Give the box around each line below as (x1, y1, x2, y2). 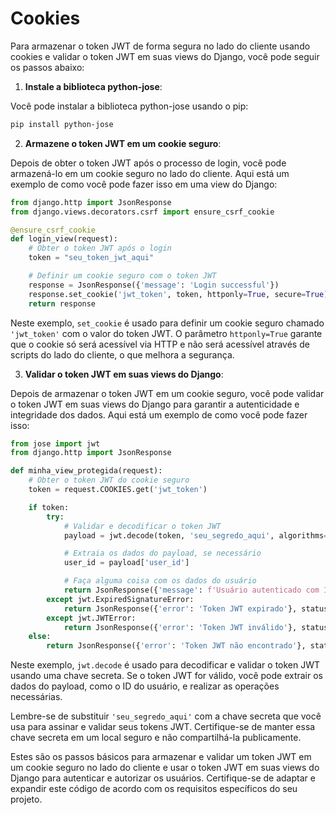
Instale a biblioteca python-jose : (24, 80, 163, 92)
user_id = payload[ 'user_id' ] (63, 558, 190, 568)
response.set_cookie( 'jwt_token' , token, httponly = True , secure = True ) (28, 289, 329, 299)
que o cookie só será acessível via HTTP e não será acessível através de (10, 338, 310, 350)
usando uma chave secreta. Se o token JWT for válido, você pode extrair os (10, 670, 323, 682)
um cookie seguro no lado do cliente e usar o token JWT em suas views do (10, 762, 320, 774)
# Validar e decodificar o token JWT (63, 521, 222, 531)
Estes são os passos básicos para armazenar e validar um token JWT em (10, 751, 312, 763)
